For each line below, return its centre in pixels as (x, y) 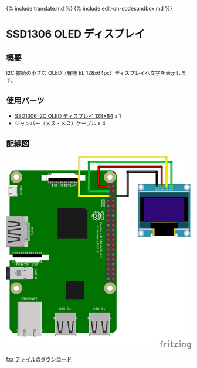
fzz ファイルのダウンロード (39, 359)
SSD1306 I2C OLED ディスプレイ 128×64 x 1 (68, 116)
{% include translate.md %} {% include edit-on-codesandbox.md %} (89, 9)
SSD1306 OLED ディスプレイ (76, 34)
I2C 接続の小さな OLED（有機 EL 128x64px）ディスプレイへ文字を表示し (94, 73)
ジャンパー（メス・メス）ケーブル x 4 (60, 123)
